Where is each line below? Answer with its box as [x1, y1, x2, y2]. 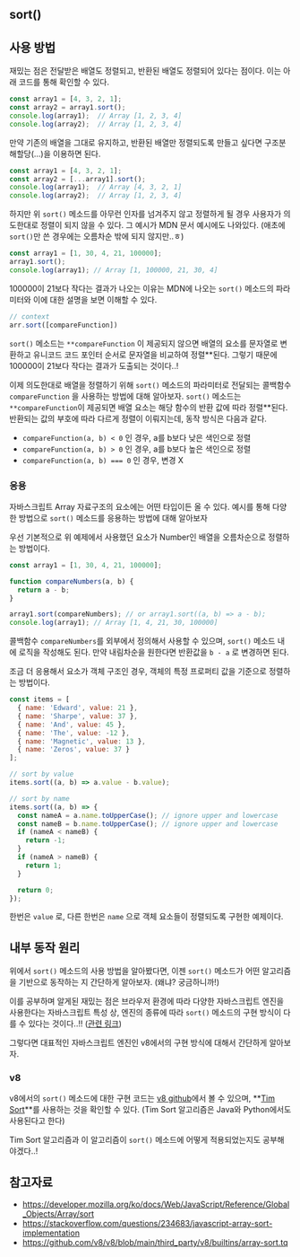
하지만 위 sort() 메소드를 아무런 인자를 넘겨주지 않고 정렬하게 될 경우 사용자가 [9, 208, 282, 219]
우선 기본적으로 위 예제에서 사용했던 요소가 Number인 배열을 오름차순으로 [9, 532, 267, 542]
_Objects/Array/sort [21, 1209, 95, 1219]
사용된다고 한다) [9, 1115, 65, 1126]
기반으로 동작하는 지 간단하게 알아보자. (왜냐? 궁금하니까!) [18, 977, 219, 988]
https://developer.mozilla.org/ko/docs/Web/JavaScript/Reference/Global [21, 1199, 290, 1210]
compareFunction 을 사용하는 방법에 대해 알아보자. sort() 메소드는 [9, 391, 242, 401]
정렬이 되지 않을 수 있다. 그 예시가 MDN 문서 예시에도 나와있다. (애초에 [39, 220, 286, 231]
